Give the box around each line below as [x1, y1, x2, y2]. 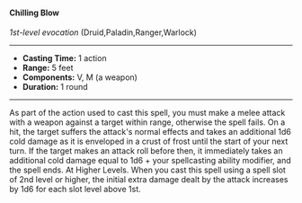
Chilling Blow [9, 7, 60, 18]
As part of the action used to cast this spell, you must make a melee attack [9, 108, 286, 119]
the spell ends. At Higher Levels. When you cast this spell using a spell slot [9, 164, 286, 175]
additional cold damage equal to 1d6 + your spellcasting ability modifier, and [9, 155, 292, 166]
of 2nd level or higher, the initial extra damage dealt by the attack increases [9, 174, 289, 185]
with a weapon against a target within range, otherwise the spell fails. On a [9, 117, 286, 128]
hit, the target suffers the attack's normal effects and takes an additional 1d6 [9, 127, 292, 137]
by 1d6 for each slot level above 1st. [9, 184, 141, 195]
